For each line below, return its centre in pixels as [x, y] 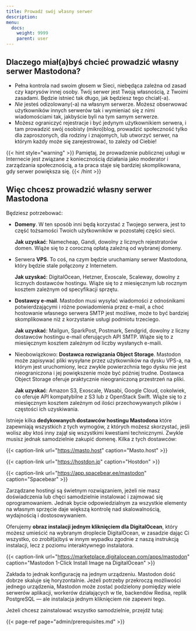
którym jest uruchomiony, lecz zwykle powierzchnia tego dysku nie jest [101, 366]
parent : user [32, 39]
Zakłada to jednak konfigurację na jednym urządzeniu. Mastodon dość [91, 574]
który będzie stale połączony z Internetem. [66, 265]
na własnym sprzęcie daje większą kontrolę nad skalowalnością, [83, 509]
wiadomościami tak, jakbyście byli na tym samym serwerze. [87, 116]
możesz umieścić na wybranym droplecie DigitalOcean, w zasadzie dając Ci [98, 533]
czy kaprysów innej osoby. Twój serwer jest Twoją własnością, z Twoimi [101, 92]
